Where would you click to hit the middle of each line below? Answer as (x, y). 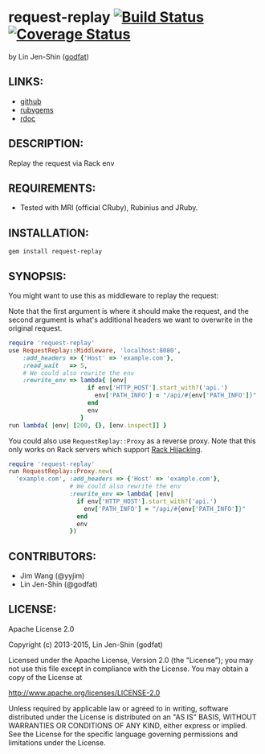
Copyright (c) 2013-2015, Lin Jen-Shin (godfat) (86, 645)
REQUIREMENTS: (52, 188)
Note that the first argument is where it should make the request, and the (128, 311)
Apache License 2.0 (41, 628)
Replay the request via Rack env (61, 163)
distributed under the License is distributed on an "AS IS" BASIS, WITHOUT (132, 717)
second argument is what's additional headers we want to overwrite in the (130, 319)
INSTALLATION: (49, 233)
